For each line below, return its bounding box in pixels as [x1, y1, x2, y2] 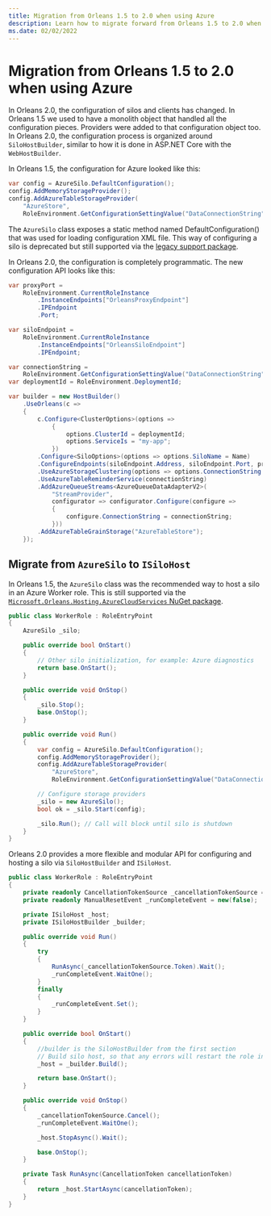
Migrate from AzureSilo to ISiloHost [8, 558, 191, 572]
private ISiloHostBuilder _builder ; [23, 918, 147, 926]
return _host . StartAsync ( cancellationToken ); [37, 1185, 194, 1193]
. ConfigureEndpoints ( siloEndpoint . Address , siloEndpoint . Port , [37, 460, 254, 468]
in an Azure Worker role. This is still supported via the [8, 587, 186, 598]
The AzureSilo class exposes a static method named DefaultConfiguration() [8, 224, 260, 234]
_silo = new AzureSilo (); [37, 797, 125, 806]
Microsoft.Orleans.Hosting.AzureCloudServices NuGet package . [8, 596, 223, 606]
